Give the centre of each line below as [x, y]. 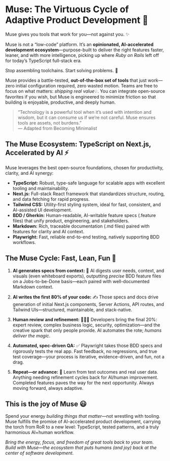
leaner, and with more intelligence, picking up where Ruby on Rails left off [82, 55]
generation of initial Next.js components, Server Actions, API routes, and [88, 304]
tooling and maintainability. [41, 188]
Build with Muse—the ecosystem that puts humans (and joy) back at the [81, 448]
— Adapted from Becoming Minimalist [57, 128]
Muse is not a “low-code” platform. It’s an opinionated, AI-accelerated [79, 44]
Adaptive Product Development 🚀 [77, 20]
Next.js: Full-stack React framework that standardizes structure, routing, [89, 194]
